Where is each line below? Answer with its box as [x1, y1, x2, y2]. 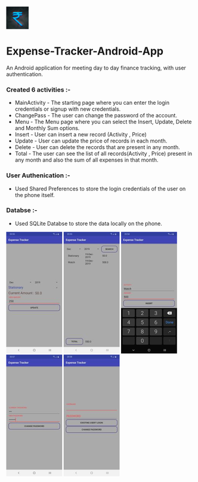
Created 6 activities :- [6, 85, 71, 93]
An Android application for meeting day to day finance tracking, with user [6, 64, 187, 71]
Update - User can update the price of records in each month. [14, 137, 168, 144]
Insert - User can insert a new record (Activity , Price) [14, 131, 147, 138]
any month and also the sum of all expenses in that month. [14, 156, 159, 163]
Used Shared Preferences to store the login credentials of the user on [14, 185, 186, 192]
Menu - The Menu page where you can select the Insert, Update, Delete [14, 118, 192, 126]
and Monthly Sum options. [14, 125, 80, 132]
